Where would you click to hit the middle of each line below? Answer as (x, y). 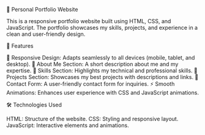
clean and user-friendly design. (46, 34)
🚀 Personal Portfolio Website (42, 9)
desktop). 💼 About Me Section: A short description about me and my (92, 64)
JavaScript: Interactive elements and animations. (68, 125)
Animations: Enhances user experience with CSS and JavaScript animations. (102, 92)
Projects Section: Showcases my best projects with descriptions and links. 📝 (102, 77)
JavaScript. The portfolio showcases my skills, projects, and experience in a (102, 28)
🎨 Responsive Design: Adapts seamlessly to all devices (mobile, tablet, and (101, 57)
